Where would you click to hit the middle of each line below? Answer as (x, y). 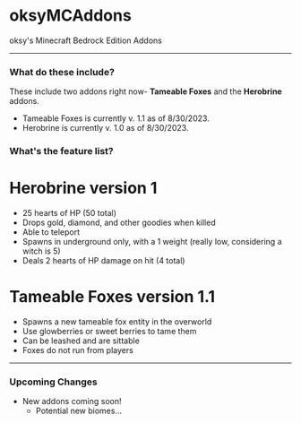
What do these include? (62, 72)
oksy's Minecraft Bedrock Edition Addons (86, 40)
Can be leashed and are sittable (81, 341)
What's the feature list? (61, 151)
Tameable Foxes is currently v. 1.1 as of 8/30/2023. (116, 118)
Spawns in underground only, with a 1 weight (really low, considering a (152, 242)
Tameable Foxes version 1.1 (112, 297)
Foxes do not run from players (78, 350)
